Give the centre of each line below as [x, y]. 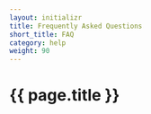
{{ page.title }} [65, 96]
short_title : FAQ [42, 34]
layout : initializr [46, 18]
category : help [38, 43]
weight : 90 [30, 51]
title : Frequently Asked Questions [76, 26]
